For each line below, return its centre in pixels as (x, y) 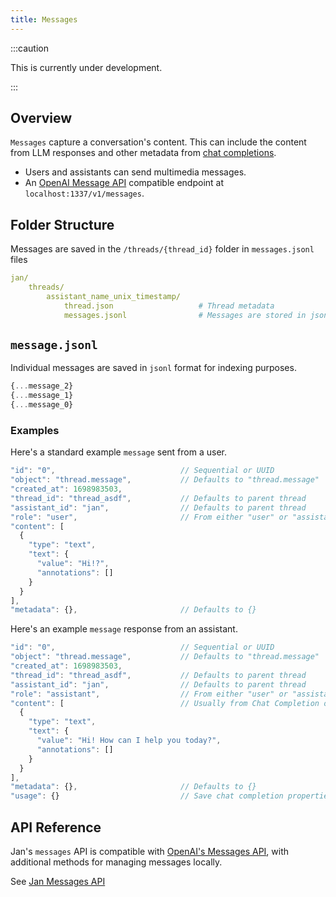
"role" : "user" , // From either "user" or (149, 517)
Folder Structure (62, 224)
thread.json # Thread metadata (169, 306)
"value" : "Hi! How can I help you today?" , (129, 741)
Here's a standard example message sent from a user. (118, 452)
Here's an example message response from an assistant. (124, 629)
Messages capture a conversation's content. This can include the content (158, 142)
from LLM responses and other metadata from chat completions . (143, 153)
